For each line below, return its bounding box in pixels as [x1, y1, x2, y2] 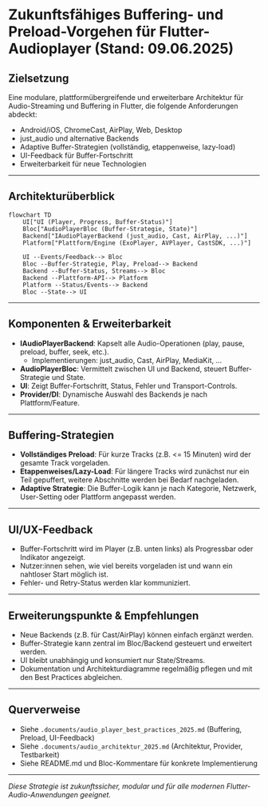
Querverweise [8, 703, 81, 717]
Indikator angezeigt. [19, 553, 86, 562]
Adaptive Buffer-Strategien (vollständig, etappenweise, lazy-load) [19, 142, 236, 151]
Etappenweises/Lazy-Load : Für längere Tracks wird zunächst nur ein [19, 466, 250, 477]
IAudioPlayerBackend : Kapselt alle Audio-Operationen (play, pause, [19, 338, 245, 348]
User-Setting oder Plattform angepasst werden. [19, 492, 176, 501]
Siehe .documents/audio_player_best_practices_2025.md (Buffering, [19, 724, 242, 733]
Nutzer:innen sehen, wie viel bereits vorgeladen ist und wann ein [19, 561, 233, 571]
